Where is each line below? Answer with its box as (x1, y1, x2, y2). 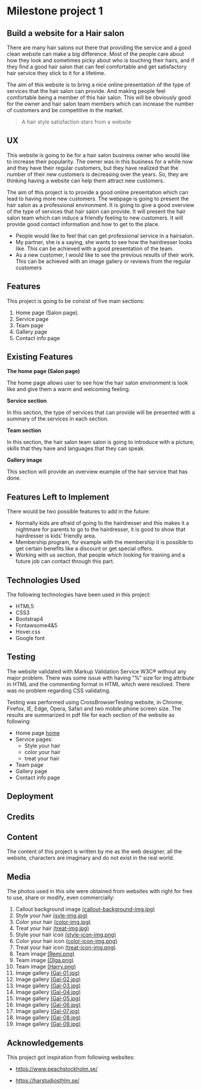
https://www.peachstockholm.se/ (15, 1065, 98, 1073)
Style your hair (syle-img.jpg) (15, 912, 88, 919)
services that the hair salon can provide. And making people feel (7, 88, 166, 94)
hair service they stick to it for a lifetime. (7, 70, 106, 76)
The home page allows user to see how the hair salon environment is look (7, 379, 188, 386)
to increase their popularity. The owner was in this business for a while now (7, 158, 193, 165)
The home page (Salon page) (7, 368, 80, 375)
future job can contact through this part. (15, 558, 115, 565)
